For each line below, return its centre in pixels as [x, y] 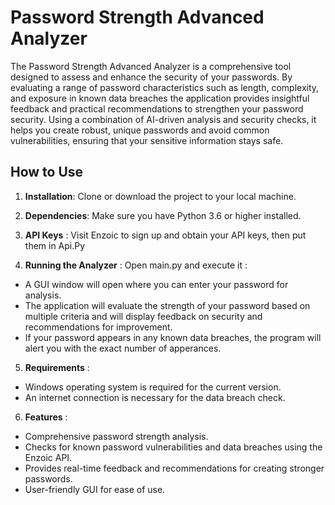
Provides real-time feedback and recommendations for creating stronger [174, 468]
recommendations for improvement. [98, 327]
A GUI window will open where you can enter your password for [156, 284]
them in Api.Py [55, 245]
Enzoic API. [48, 457]
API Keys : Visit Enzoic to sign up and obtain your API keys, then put [165, 235]
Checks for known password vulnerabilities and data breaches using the [173, 447]
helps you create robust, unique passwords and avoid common [140, 130]
